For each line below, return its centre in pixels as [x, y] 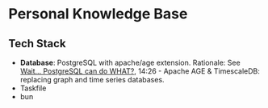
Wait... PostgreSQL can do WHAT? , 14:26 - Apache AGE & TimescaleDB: [140, 71]
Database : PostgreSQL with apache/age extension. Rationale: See [130, 62]
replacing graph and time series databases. [92, 80]
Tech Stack [37, 44]
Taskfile [33, 88]
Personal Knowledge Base [98, 14]
